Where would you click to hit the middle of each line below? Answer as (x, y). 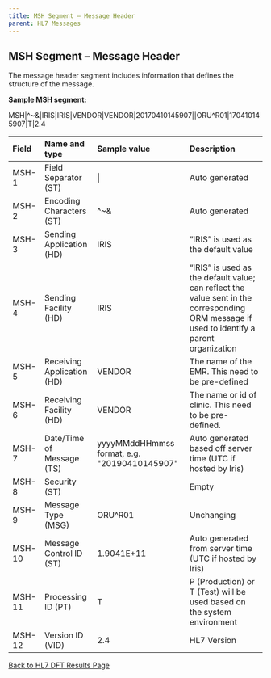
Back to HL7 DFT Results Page (59, 665)
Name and (64, 144)
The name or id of (223, 395)
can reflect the (217, 288)
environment (213, 622)
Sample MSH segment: (48, 100)
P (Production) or (222, 582)
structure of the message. (51, 84)
